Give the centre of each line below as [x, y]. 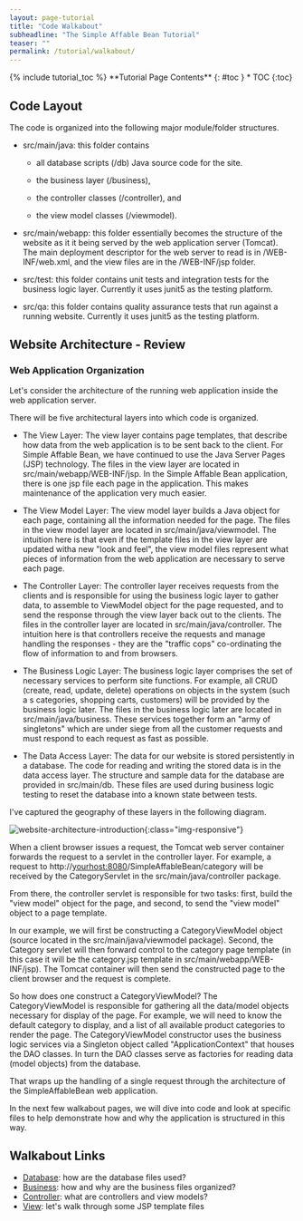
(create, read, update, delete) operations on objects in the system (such [156, 690]
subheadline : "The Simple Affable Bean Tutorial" [105, 34]
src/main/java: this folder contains [86, 145]
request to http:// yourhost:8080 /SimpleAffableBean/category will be [137, 866]
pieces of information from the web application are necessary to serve [154, 558]
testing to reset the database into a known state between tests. [140, 794]
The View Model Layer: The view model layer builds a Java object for [151, 510]
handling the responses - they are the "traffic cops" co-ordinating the [152, 644]
